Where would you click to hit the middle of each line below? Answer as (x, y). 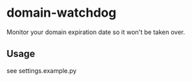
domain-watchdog (61, 13)
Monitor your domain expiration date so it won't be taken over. (96, 32)
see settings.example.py (42, 70)
